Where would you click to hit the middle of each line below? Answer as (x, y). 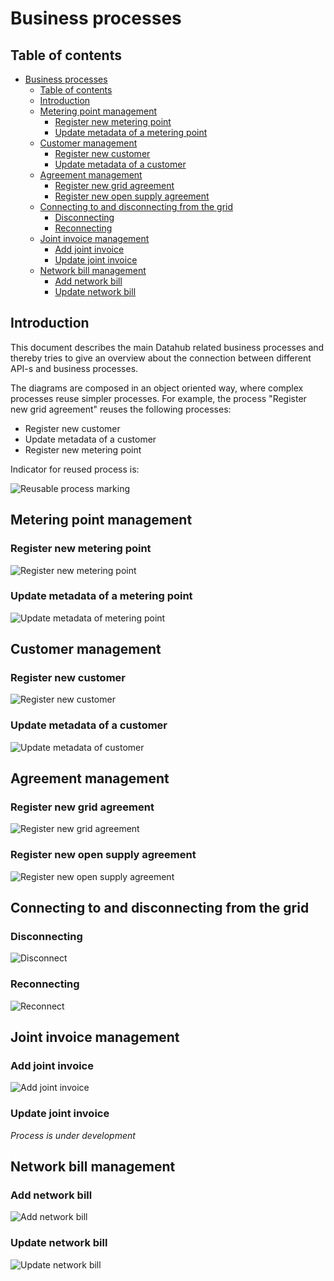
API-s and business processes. (74, 368)
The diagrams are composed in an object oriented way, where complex (157, 388)
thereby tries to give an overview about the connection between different (161, 358)
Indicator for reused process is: (75, 469)
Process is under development (73, 1135)
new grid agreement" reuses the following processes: (121, 409)
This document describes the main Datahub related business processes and (167, 347)
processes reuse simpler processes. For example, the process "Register (158, 398)
